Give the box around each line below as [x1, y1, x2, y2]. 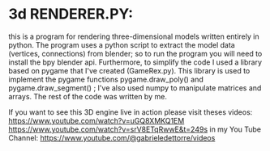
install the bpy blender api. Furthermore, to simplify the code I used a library [8, 57, 262, 67]
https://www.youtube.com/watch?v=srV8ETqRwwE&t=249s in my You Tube [8, 124, 262, 134]
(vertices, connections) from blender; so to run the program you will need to [8, 48, 263, 58]
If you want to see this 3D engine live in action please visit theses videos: [8, 107, 253, 117]
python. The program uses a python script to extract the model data [8, 40, 235, 49]
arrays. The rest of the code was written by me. [8, 91, 168, 101]
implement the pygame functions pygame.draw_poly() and [8, 74, 204, 84]
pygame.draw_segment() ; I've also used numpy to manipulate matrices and [8, 82, 262, 93]
